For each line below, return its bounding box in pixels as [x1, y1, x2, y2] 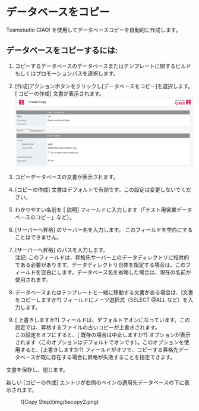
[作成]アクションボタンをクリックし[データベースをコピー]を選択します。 [14, 82, 194, 89]
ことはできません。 [14, 233, 62, 241]
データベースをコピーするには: [6, 45, 118, 55]
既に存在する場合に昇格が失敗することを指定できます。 [40, 354, 176, 361]
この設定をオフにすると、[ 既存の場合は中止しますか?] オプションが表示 [14, 331, 191, 338]
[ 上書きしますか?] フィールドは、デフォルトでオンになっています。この [14, 316, 190, 323]
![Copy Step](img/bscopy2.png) [21, 398, 99, 406]
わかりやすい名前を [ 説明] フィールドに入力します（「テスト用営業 [14, 206, 177, 213]
